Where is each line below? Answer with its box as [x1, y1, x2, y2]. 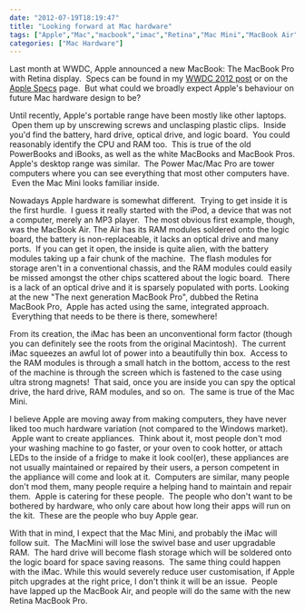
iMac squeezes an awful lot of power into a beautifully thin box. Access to [9, 348, 288, 359]
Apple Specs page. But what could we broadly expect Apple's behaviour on [9, 83, 295, 94]
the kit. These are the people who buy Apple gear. [9, 510, 199, 521]
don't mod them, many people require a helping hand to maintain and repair [9, 481, 292, 492]
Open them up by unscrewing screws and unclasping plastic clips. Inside [11, 120, 287, 131]
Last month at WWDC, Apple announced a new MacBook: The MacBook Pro [9, 64, 295, 74]
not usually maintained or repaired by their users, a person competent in [9, 462, 280, 473]
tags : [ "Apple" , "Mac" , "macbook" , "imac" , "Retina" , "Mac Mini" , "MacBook [9, 30, 279, 39]
